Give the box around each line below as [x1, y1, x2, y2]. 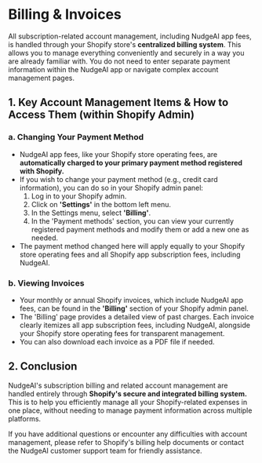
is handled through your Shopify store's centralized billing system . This [8, 39, 242, 49]
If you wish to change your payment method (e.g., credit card [19, 174, 218, 184]
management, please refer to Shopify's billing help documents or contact [8, 437, 245, 447]
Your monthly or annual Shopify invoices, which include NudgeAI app [19, 295, 243, 304]
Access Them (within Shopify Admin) [8, 108, 195, 122]
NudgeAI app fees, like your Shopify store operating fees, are [19, 149, 218, 159]
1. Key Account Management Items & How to [8, 96, 229, 109]
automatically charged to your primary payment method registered [19, 158, 243, 167]
